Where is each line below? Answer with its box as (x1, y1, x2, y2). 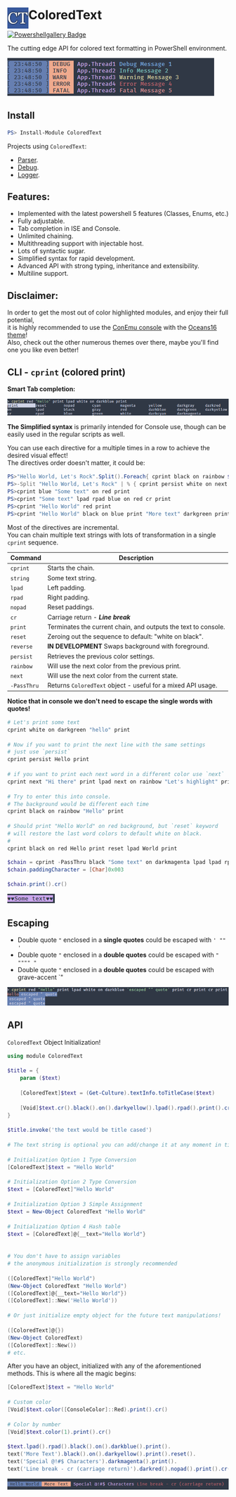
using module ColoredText (7, 1052, 83, 1059)
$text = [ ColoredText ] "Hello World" (7, 1186, 114, 1193)
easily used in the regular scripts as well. (7, 430, 125, 439)
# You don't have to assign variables (7, 1253, 121, 1260)
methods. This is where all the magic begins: (7, 1369, 137, 1378)
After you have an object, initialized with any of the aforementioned (7, 1362, 202, 1370)
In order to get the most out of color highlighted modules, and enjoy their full (7, 308, 228, 317)
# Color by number (7, 1421, 61, 1428)
